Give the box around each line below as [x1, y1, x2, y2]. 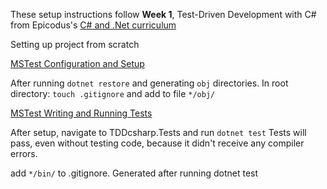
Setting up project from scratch [10, 39, 140, 50]
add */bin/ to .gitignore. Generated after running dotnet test [10, 167, 259, 179]
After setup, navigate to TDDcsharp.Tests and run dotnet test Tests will [10, 127, 307, 138]
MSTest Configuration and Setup [10, 58, 145, 69]
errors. [10, 148, 38, 159]
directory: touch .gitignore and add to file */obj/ [10, 88, 216, 99]
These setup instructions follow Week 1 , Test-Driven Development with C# [10, 9, 317, 20]
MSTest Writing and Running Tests [10, 107, 153, 119]
